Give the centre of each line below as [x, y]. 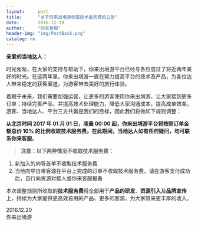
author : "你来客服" [33, 28]
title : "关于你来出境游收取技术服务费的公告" [62, 17]
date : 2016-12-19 [35, 22]
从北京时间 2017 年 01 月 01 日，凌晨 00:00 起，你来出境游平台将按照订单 [95, 124]
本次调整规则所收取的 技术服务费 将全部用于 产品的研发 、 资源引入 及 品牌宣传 [96, 191]
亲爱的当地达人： [27, 56]
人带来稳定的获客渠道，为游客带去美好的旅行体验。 [68, 84]
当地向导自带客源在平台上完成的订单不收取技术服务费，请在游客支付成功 [102, 171]
